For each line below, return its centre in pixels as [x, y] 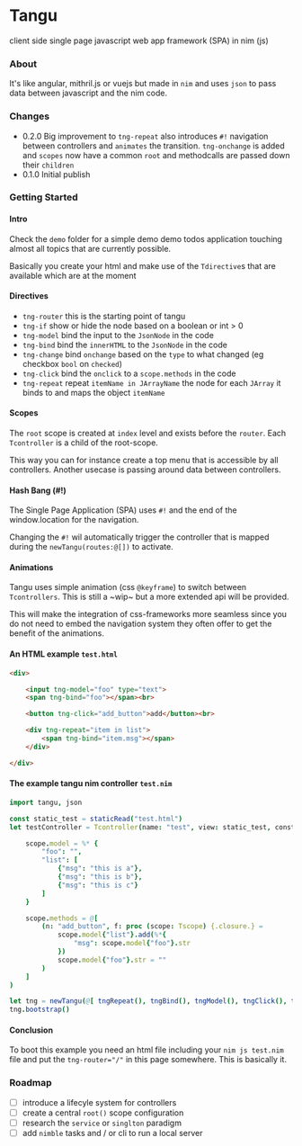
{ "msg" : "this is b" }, [100, 877]
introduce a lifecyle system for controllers [99, 1102]
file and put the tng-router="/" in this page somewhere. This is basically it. [148, 1060]
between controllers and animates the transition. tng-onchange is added [153, 146]
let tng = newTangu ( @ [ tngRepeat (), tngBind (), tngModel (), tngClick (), [148, 1001]
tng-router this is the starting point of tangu [104, 316]
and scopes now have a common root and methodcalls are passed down [156, 155]
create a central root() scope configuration [103, 1113]
